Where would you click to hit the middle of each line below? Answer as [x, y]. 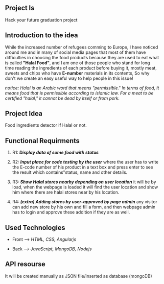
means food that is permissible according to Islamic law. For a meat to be [79, 93]
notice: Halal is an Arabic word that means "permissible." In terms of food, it [82, 88]
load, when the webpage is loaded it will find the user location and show [85, 187]
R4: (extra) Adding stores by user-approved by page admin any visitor [85, 202]
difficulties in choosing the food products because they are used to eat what [82, 57]
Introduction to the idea [42, 35]
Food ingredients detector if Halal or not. [46, 125]
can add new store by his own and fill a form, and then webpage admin [84, 207]
